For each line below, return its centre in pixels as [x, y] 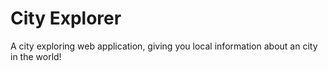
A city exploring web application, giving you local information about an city [164, 46]
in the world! [36, 56]
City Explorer [66, 18]
